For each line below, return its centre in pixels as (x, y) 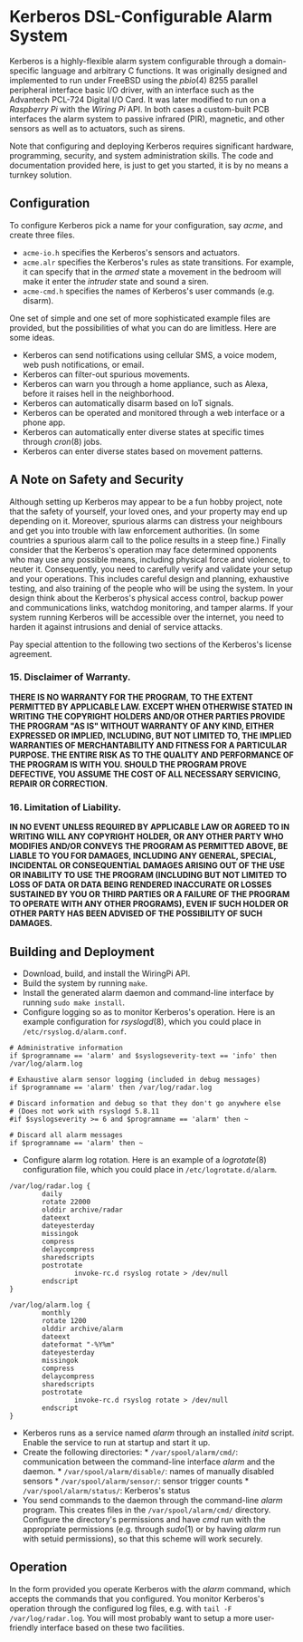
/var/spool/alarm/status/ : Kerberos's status (106, 1490)
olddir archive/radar (83, 1210)
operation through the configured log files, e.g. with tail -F (121, 1608)
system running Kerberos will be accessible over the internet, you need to (147, 617)
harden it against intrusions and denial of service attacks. (116, 626)
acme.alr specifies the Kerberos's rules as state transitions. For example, (158, 262)
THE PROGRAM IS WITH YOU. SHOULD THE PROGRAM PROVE (128, 764)
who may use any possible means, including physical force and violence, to (150, 559)
